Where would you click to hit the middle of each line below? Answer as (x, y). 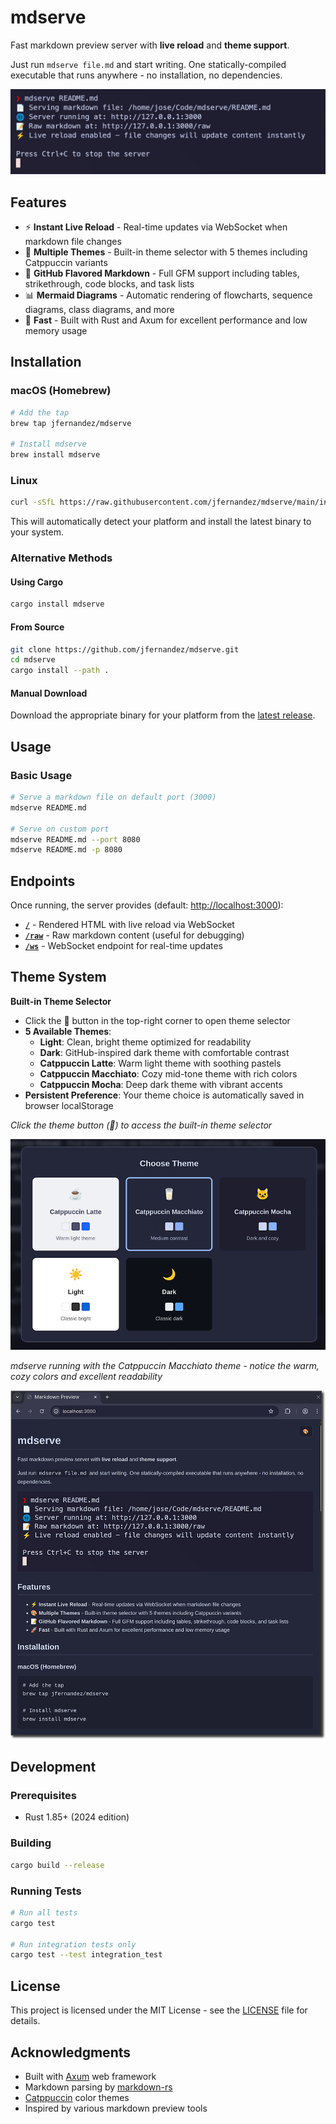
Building (31, 1843)
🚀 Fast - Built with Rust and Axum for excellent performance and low (166, 320)
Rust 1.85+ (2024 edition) (77, 1817)
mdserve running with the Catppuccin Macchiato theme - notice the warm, (165, 1365)
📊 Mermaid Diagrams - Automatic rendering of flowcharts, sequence (168, 295)
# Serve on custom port (60, 829)
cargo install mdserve (57, 604)
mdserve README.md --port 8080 (75, 839)
